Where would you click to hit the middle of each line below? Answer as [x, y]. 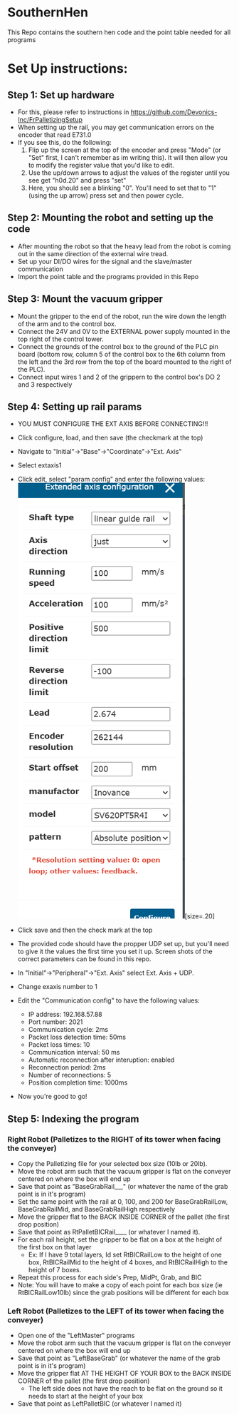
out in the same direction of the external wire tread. [93, 253]
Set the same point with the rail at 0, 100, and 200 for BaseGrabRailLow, [123, 1202]
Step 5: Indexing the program [73, 1119]
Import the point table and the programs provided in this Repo [108, 276]
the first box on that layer [54, 1247]
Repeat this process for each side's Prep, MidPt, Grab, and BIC [110, 1277]
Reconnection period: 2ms [67, 1067]
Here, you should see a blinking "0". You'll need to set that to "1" [122, 188]
